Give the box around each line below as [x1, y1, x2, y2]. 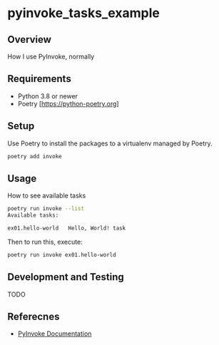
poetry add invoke [7, 153, 62, 160]
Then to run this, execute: [7, 237, 83, 246]
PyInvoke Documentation [17, 329, 92, 338]
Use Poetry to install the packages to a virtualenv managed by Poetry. [7, 139, 213, 148]
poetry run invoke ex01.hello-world [7, 251, 116, 258]
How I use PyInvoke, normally [7, 52, 95, 61]
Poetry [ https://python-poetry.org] [17, 99, 119, 108]
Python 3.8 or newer [17, 91, 78, 101]
